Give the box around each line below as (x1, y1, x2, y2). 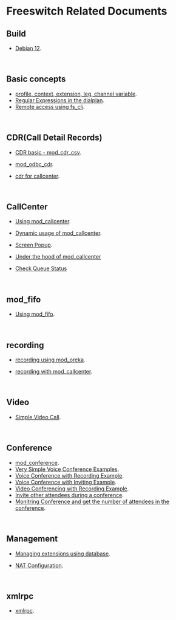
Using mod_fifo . (15, 310, 55, 318)
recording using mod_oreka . (15, 356, 86, 363)
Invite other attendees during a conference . (15, 491, 124, 498)
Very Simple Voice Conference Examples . (15, 465, 120, 473)
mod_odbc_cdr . (15, 160, 54, 168)
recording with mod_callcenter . (15, 368, 93, 375)
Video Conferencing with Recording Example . (15, 485, 129, 492)
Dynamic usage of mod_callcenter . (15, 229, 102, 237)
